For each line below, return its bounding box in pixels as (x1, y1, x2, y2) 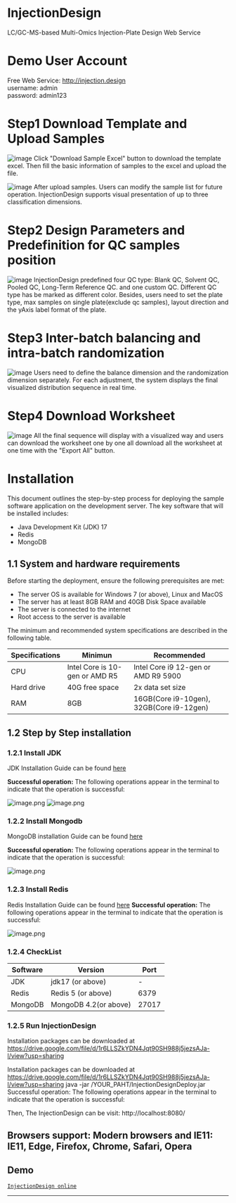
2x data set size (133, 683, 186, 693)
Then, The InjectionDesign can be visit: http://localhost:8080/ (7, 1109, 185, 1117)
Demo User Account (7, 53, 128, 69)
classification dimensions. (7, 197, 83, 206)
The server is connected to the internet (17, 605, 131, 614)
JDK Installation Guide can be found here (7, 764, 126, 772)
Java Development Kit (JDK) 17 (17, 522, 107, 531)
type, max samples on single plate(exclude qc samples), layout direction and (7, 298, 229, 306)
